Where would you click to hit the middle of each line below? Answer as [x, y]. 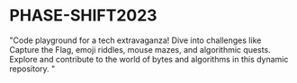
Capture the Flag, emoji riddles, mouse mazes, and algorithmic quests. [140, 49]
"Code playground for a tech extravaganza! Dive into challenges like [135, 40]
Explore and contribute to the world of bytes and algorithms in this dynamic [149, 59]
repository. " [32, 69]
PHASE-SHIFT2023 [83, 16]
